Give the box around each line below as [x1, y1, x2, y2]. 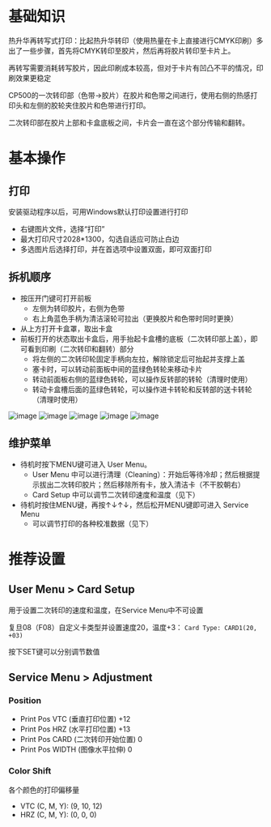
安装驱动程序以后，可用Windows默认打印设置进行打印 [8, 207, 188, 216]
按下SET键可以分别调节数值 [8, 646, 100, 656]
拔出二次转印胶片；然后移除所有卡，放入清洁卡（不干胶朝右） [39, 480, 245, 489]
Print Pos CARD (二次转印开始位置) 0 [19, 735, 143, 744]
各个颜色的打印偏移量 [8, 785, 79, 795]
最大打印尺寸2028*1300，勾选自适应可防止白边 [19, 234, 180, 244]
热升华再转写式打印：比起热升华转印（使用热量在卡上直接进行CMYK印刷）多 [8, 36, 264, 45]
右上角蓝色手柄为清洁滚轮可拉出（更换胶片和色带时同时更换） [32, 313, 239, 323]
